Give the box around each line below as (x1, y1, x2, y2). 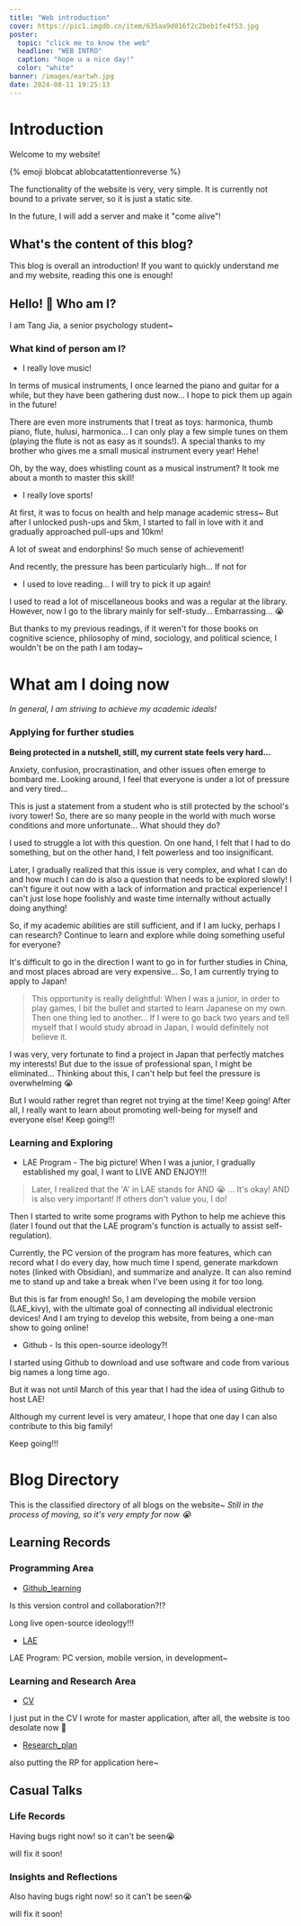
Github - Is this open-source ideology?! (22, 1340, 168, 1351)
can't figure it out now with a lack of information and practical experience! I (9, 883, 288, 894)
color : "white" (17, 64, 75, 73)
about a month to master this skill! (9, 472, 135, 483)
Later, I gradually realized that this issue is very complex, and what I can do (9, 864, 288, 875)
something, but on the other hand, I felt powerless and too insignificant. (9, 847, 274, 858)
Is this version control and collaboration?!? (9, 1599, 166, 1611)
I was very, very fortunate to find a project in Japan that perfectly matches (9, 1048, 285, 1059)
